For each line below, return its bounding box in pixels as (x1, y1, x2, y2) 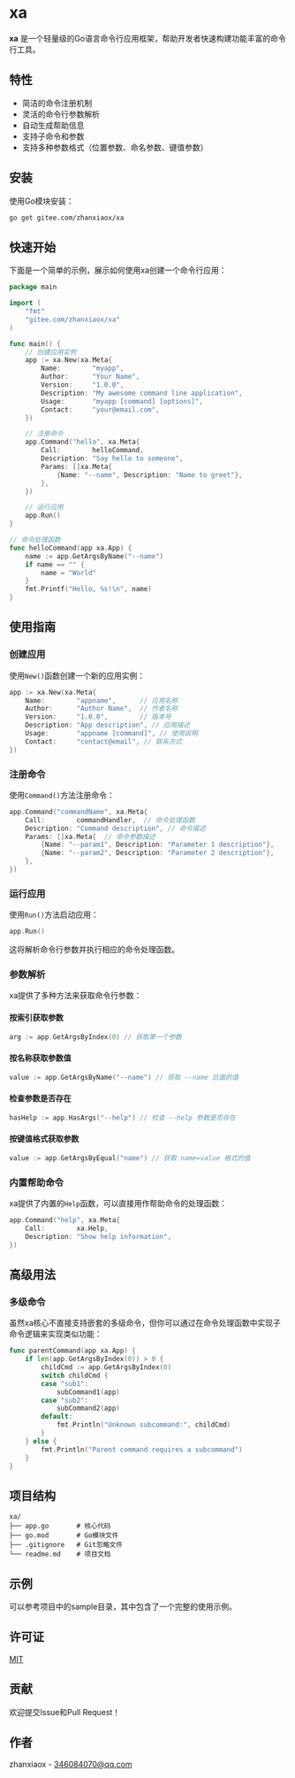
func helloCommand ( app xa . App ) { (9, 543, 132, 552)
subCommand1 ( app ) (56, 1388, 121, 1397)
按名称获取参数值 (9, 1052, 72, 1064)
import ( (9, 299, 42, 308)
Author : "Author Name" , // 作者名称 (25, 704, 178, 713)
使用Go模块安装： (9, 196, 74, 206)
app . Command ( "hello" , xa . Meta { (25, 437, 140, 447)
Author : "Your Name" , (41, 373, 140, 381)
